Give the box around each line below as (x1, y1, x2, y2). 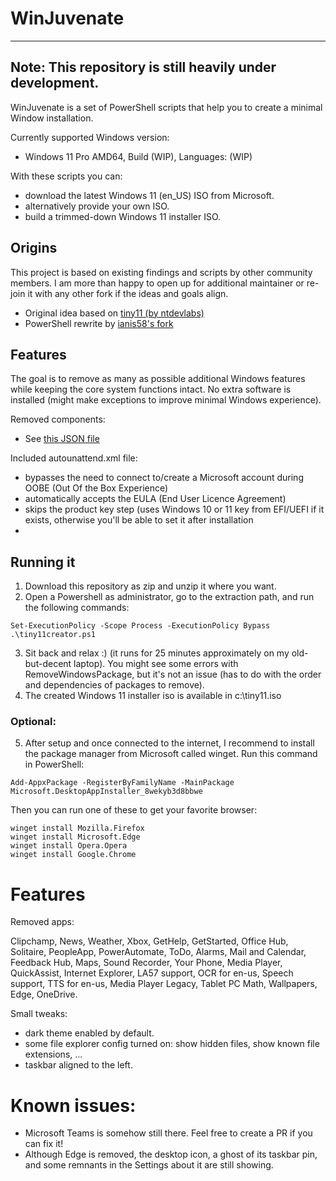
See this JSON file (24, 433, 100, 445)
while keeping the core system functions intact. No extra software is (10, 383, 292, 396)
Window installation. (10, 112, 94, 124)
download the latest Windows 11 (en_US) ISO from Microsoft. (24, 189, 275, 201)
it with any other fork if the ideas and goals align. (27, 287, 229, 299)
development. (10, 75, 100, 92)
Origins (10, 240, 58, 257)
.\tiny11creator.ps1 (10, 630, 97, 640)
